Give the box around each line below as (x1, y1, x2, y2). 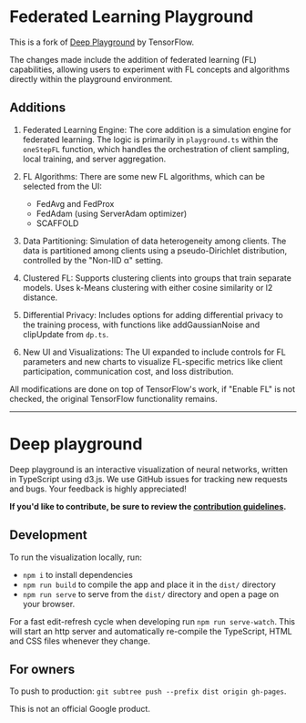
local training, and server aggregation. (22, 153, 167, 164)
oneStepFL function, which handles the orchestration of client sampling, (22, 143, 290, 154)
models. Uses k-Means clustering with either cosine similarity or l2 (22, 282, 273, 293)
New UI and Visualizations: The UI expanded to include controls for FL (22, 346, 287, 357)
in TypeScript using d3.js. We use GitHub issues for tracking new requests (9, 473, 289, 484)
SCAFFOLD (36, 217, 79, 229)
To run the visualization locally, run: (9, 552, 143, 563)
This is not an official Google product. (9, 704, 150, 715)
